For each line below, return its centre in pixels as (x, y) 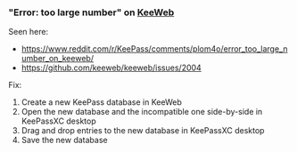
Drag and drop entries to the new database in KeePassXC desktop (143, 131)
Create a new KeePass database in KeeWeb (101, 102)
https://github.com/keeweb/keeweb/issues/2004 (111, 68)
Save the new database (64, 140)
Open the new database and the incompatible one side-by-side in (142, 112)
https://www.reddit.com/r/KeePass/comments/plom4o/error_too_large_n (154, 49)
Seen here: (29, 32)
